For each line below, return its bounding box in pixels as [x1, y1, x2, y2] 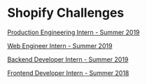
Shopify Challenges [7, 5, 125, 21]
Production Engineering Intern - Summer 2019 [7, 28, 140, 36]
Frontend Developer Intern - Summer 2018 [7, 69, 129, 77]
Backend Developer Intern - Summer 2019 [7, 55, 129, 64]
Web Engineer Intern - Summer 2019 [7, 41, 113, 50]
